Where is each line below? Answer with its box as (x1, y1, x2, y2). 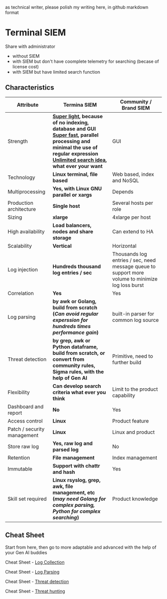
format (5, 9, 19, 15)
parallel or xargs (52, 191, 92, 198)
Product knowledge (112, 495, 158, 502)
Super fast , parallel (52, 132, 99, 139)
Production (7, 199, 34, 206)
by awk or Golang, (52, 298, 97, 304)
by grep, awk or (52, 337, 90, 344)
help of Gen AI (52, 374, 87, 381)
